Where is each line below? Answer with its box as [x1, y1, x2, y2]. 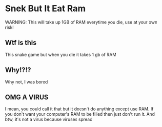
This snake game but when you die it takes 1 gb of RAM [5, 51, 117, 57]
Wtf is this [5, 39, 37, 47]
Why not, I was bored [5, 79, 48, 85]
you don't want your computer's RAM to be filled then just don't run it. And [5, 111, 155, 117]
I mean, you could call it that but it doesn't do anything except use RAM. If [5, 106, 154, 112]
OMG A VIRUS [5, 93, 49, 101]
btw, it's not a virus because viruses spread [5, 116, 93, 123]
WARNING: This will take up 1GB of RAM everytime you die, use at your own [5, 19, 158, 25]
